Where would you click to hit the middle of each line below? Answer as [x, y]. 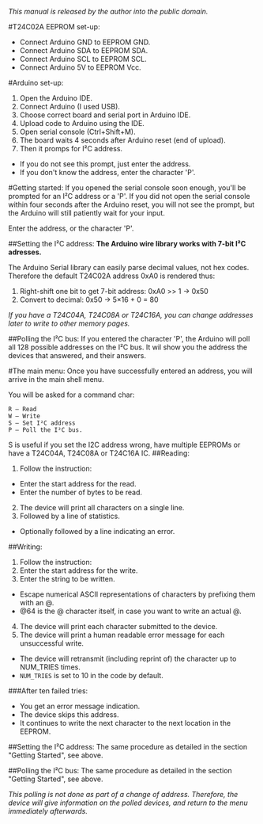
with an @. [37, 603]
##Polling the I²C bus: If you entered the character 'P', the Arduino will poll [129, 339]
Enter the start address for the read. [78, 484]
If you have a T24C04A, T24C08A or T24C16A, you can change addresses [131, 315]
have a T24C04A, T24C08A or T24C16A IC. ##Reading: [99, 453]
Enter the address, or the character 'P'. [71, 228]
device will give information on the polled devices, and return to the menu [128, 803]
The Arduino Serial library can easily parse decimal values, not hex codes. [129, 267]
